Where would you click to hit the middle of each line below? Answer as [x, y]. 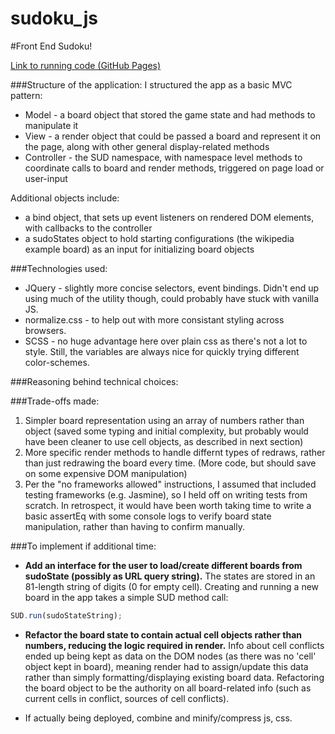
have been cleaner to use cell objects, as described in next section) [164, 441]
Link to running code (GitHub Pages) [86, 65]
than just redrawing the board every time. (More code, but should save [170, 463]
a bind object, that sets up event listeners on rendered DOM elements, [169, 217]
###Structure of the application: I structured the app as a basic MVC [151, 84]
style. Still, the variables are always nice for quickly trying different [162, 351]
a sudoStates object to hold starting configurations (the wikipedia [159, 238]
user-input [46, 178]
